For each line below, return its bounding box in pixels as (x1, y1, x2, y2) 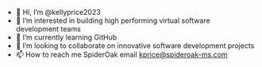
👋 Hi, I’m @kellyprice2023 (15, 8, 101, 17)
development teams (15, 24, 81, 33)
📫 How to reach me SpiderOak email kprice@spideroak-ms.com (15, 50, 228, 59)
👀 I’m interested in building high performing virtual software (15, 16, 210, 25)
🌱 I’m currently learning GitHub (15, 32, 118, 42)
